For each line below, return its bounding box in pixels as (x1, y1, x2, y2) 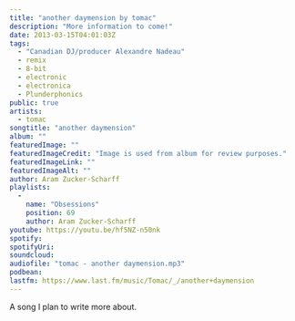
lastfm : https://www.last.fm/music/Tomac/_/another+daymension (9, 276, 255, 285)
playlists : (9, 183, 51, 192)
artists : (9, 107, 43, 116)
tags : (9, 38, 30, 48)
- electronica (17, 81, 71, 90)
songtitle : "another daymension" (9, 124, 137, 133)
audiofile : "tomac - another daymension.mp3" (9, 259, 185, 269)
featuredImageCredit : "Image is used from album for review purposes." (9, 149, 287, 158)
